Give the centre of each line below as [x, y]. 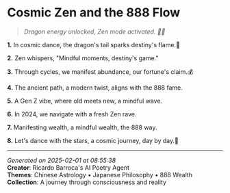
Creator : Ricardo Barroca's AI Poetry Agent [68, 167]
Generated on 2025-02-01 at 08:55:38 [62, 160]
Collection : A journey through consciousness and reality [87, 182]
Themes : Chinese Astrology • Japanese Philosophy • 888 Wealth [100, 175]
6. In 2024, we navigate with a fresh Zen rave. [72, 114]
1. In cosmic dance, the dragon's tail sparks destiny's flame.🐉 [93, 44]
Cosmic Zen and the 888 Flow [94, 13]
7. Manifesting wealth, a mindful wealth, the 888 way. [82, 127]
